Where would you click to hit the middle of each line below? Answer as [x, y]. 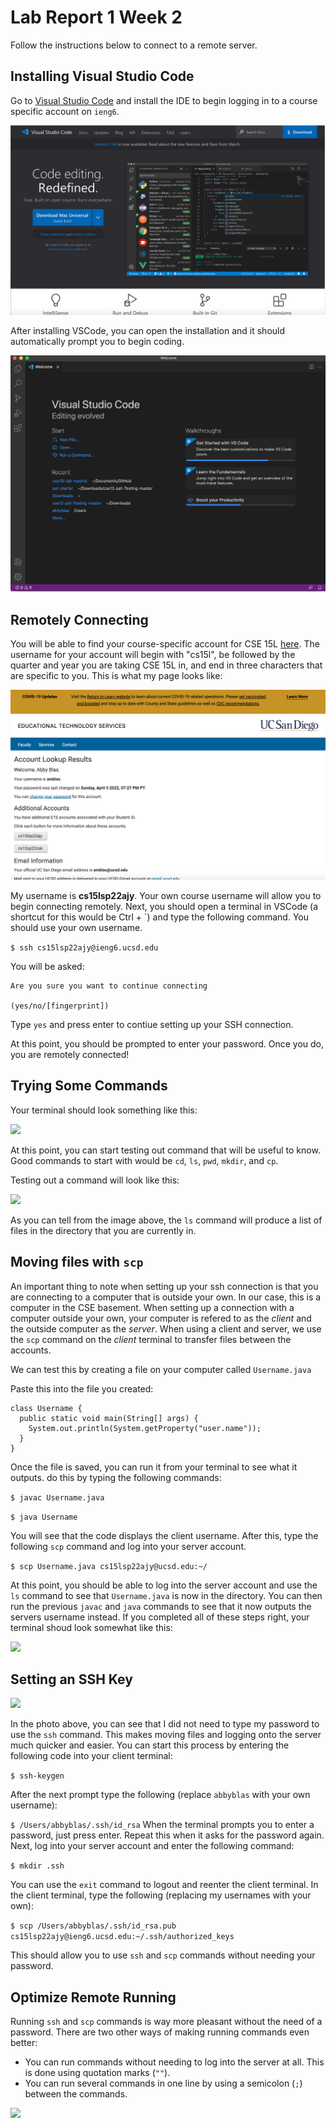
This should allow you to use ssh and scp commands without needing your [163, 1955]
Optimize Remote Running [93, 1997]
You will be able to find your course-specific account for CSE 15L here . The [165, 644]
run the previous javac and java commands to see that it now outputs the [161, 1606]
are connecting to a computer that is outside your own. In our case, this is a [166, 1297]
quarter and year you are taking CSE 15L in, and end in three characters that [166, 665]
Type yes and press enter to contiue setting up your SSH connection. [152, 1024]
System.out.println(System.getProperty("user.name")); [145, 1428]
